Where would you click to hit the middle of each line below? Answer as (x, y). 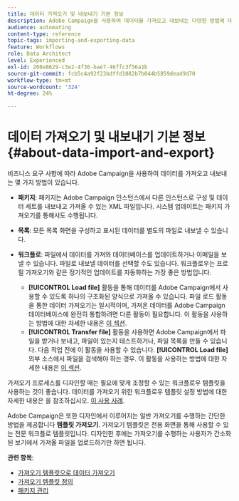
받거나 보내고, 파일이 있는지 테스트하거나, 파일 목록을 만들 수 (125, 341)
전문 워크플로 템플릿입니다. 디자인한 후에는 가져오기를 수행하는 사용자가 (113, 434)
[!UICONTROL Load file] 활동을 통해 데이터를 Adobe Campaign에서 (124, 288)
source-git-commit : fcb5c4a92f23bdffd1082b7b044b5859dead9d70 (101, 73)
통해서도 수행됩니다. (70, 215)
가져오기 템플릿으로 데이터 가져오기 (66, 473)
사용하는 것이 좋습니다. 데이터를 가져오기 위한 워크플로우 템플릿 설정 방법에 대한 (117, 392)
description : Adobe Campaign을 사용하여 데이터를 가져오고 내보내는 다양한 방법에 (116, 21)
